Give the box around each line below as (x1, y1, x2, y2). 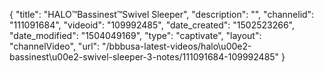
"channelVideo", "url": (9, 40, 101, 52)
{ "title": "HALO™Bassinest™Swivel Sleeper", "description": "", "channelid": (9, 9, 315, 20)
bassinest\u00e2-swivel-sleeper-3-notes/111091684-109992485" (9, 51, 280, 63)
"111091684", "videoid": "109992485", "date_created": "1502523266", (9, 19, 295, 31)
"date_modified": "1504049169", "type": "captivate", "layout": (9, 30, 262, 41)
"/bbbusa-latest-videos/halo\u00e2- (102, 40, 252, 52)
